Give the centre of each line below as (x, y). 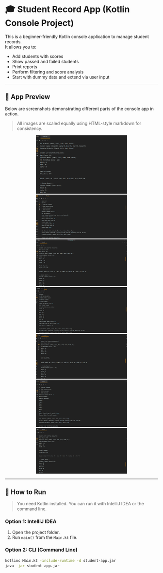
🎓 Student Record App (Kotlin (67, 9)
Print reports (24, 67)
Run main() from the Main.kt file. (45, 537)
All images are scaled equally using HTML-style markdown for (79, 123)
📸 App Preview (28, 97)
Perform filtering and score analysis (48, 72)
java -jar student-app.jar (32, 566)
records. (13, 41)
